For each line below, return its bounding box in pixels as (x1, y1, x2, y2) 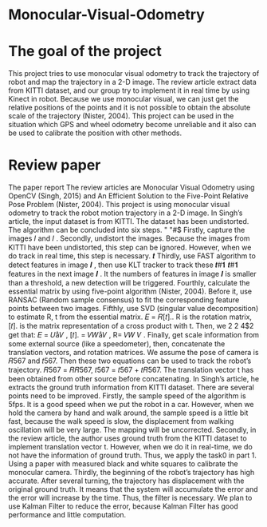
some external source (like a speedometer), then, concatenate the (8, 339, 226, 349)
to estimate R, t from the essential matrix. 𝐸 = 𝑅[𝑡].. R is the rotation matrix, (8, 312, 253, 321)
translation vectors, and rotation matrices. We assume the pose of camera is (8, 348, 259, 357)
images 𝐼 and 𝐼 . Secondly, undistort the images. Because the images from (8, 234, 250, 243)
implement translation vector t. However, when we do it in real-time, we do (8, 442, 253, 452)
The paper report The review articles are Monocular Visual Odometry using (8, 182, 255, 193)
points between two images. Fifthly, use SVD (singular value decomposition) (8, 304, 259, 313)
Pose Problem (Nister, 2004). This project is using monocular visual (8, 200, 230, 210)
